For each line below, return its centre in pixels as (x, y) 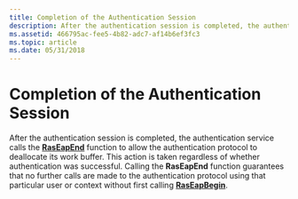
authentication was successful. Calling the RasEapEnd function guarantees (147, 166)
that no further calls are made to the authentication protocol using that (137, 176)
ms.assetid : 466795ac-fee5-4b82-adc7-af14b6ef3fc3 (105, 34)
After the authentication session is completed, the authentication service (142, 138)
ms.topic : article (43, 42)
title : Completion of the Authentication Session (103, 17)
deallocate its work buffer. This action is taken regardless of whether (134, 157)
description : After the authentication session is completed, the (134, 26)
